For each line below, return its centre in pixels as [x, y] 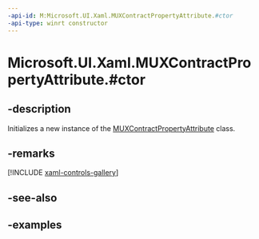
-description [39, 109]
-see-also [32, 198]
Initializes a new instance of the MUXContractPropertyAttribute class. [122, 128]
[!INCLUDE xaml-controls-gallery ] [63, 173]
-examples [35, 225]
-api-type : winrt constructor [58, 23]
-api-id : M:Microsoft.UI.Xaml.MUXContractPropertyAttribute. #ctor [120, 16]
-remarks [31, 153]
